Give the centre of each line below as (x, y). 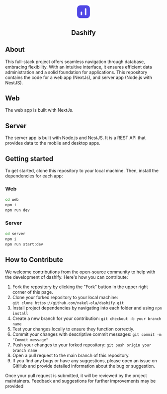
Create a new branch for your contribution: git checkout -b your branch (87, 318)
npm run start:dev (24, 244)
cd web (12, 200)
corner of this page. (33, 292)
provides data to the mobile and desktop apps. (53, 143)
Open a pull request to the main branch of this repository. (71, 355)
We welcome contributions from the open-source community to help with (80, 272)
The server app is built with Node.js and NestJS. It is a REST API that (75, 138)
